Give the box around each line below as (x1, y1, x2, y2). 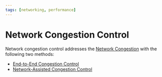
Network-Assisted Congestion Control (12, 66, 92, 72)
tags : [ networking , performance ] (5, 7, 76, 13)
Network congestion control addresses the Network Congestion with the (5, 46, 157, 52)
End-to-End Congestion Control (12, 61, 79, 67)
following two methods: (5, 51, 54, 57)
